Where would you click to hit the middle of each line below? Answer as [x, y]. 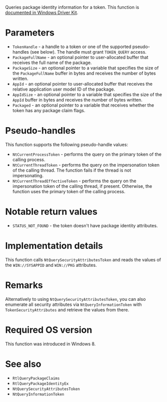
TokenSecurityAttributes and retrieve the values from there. [67, 309]
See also [23, 364]
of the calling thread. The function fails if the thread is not [72, 170]
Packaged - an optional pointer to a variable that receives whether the [83, 105]
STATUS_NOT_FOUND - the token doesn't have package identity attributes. [85, 225]
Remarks [24, 285]
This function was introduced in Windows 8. [50, 344]
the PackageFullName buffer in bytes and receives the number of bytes [84, 73]
